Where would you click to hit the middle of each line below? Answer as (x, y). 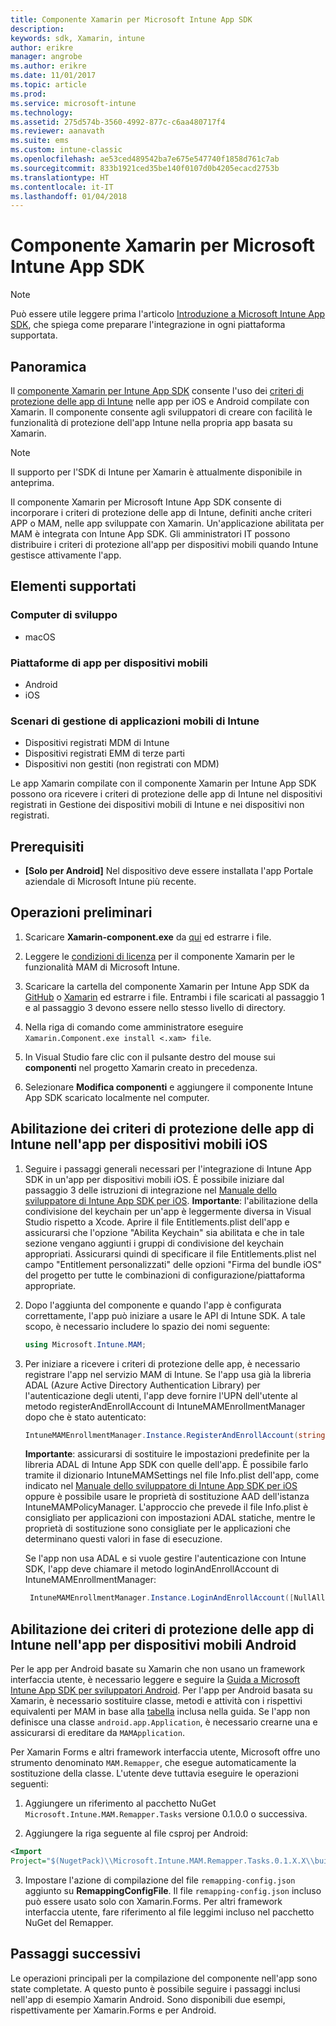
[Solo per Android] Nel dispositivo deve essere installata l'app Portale (169, 871)
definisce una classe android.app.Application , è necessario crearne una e (164, 1722)
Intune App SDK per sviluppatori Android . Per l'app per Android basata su (161, 1690)
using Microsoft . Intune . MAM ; (85, 1344)
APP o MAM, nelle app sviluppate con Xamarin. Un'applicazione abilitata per (167, 523)
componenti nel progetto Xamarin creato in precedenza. (141, 1067)
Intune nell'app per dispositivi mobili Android (153, 1644)
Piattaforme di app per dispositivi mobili (109, 663)
